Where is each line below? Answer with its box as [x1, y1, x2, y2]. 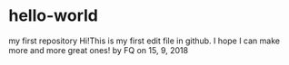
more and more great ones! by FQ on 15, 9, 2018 [8, 44, 188, 55]
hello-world [8, 5, 99, 26]
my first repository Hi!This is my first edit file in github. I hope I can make [8, 35, 281, 46]
